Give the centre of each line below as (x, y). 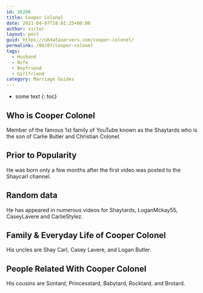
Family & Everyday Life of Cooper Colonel (86, 235)
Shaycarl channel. (29, 176)
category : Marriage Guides (40, 79)
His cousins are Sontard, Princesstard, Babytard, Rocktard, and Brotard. (96, 283)
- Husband (24, 57)
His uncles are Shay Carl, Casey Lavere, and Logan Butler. (79, 250)
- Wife (20, 62)
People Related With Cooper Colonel (76, 269)
